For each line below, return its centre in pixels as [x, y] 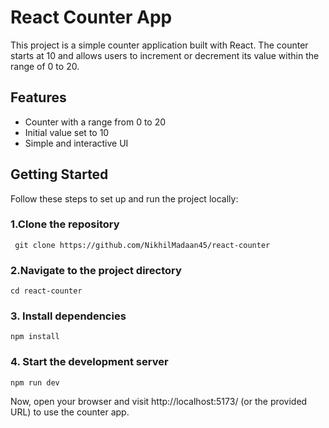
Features [38, 97]
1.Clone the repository [65, 224]
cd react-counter [46, 291]
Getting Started [59, 174]
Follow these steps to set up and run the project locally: [124, 198]
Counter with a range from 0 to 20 [95, 122]
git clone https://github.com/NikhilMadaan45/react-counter [142, 245]
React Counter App [91, 17]
